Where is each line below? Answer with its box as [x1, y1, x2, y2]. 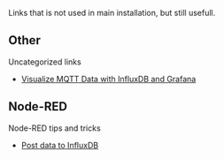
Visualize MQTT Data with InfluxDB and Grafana [20, 73, 197, 84]
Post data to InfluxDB [20, 140, 99, 150]
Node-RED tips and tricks [8, 123, 101, 133]
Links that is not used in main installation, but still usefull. [8, 8, 216, 18]
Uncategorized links [8, 57, 81, 67]
